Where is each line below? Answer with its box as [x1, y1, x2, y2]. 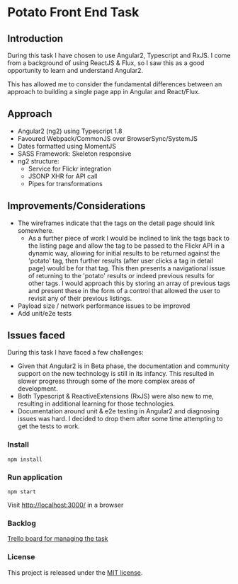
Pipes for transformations [28, 179, 103, 188]
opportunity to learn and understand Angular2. [7, 67, 144, 74]
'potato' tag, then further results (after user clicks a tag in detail [28, 256, 214, 265]
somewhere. [17, 226, 55, 234]
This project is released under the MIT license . [7, 568, 143, 577]
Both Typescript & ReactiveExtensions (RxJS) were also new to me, [17, 392, 214, 401]
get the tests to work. [17, 422, 80, 430]
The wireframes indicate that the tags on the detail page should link [17, 219, 215, 227]
